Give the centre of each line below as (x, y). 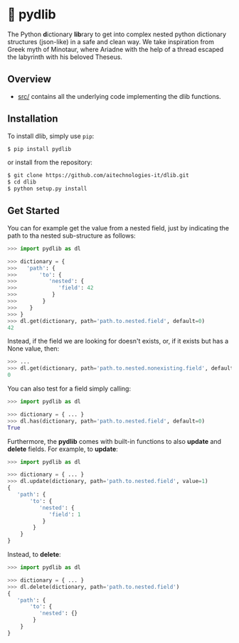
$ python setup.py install (47, 189)
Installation (33, 119)
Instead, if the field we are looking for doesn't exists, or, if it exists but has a (118, 341)
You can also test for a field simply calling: (69, 388)
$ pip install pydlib (39, 149)
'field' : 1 (65, 514)
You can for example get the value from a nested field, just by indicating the (118, 228)
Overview (30, 79)
